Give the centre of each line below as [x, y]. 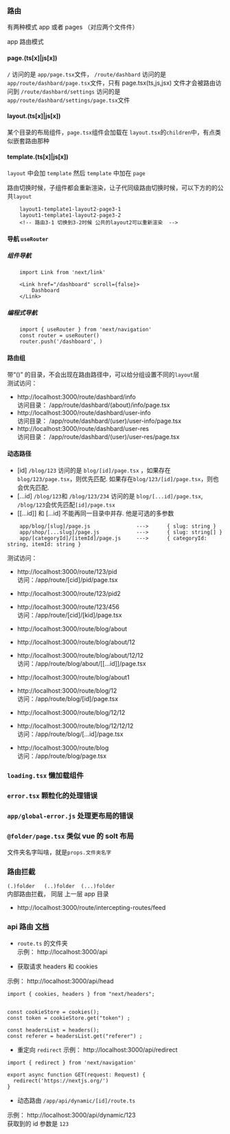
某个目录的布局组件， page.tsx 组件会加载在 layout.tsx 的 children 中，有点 [111, 132]
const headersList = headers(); [53, 1030]
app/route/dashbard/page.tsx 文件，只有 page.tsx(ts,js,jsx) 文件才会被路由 [112, 82]
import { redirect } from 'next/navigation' [72, 1063]
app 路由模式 [25, 42]
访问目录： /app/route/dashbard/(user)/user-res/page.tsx [98, 436]
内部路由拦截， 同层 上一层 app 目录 [58, 894]
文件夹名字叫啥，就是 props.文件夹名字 [59, 852]
